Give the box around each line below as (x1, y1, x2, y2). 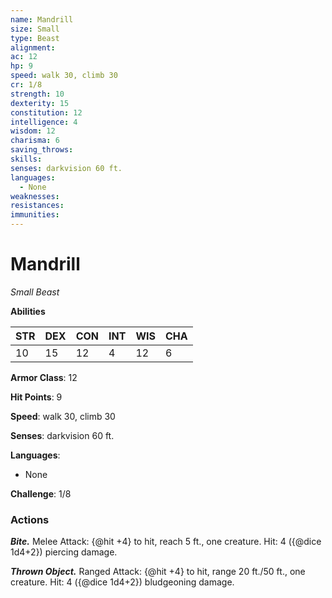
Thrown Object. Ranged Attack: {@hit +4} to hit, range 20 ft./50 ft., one (10, 566, 306, 578)
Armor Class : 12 (10, 371, 78, 383)
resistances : (10, 201, 65, 211)
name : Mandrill (10, 14, 74, 25)
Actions (10, 512, 50, 526)
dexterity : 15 (10, 98, 70, 108)
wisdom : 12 (10, 126, 56, 136)
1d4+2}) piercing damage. (10, 546, 118, 558)
